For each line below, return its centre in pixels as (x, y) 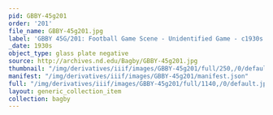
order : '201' (30, 23)
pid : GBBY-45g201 (38, 16)
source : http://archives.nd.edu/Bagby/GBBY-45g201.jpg (103, 62)
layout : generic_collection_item (65, 91)
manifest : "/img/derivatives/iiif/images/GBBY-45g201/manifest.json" (129, 76)
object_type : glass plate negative (69, 53)
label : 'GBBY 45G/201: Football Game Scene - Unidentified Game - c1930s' (138, 38)
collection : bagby (39, 99)
